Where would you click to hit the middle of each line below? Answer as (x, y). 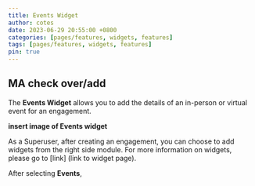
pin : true (24, 52)
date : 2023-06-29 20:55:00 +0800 (63, 30)
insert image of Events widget (58, 126)
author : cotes (31, 23)
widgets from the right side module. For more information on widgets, (120, 149)
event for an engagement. (50, 111)
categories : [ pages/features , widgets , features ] (91, 37)
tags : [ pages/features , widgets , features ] (80, 45)
